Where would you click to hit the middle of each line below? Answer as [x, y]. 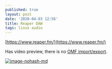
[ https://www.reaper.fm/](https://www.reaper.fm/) [56, 42]
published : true [22, 10]
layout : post [18, 14]
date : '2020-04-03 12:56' [31, 19]
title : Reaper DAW [24, 23]
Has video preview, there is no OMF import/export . [56, 52]
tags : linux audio [24, 28]
